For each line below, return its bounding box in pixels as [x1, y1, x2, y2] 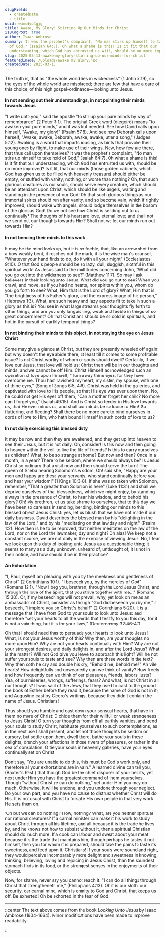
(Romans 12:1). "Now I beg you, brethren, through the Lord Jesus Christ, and [5, 584, 160, 590]
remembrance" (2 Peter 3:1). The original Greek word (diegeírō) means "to [5, 119, 155, 125]
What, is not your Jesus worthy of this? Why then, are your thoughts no [5, 635, 150, 641]
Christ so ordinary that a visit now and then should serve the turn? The [5, 462, 148, 468]
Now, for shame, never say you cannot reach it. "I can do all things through [5, 877, 157, 883]
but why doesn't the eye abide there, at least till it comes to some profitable [5, 351, 158, 357]
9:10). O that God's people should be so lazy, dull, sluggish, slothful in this [5, 261, 155, 267]
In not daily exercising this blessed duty [5, 425, 88, 431]
